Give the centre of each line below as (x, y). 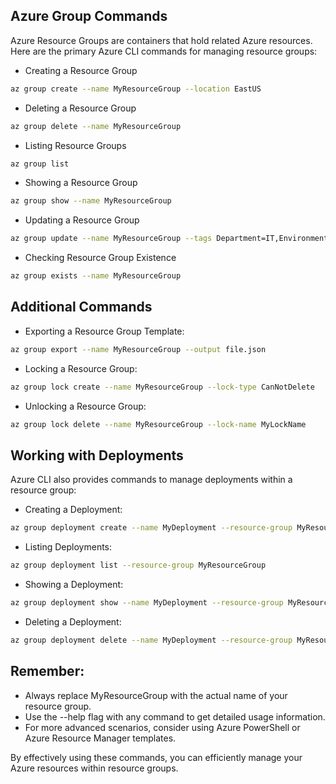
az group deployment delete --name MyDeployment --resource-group (151, 640)
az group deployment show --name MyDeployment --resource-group (147, 603)
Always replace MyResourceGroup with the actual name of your (156, 695)
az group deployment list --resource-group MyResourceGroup (138, 565)
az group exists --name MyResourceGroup (96, 276)
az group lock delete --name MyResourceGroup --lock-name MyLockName (158, 424)
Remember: (47, 671)
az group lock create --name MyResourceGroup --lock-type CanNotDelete (162, 387)
